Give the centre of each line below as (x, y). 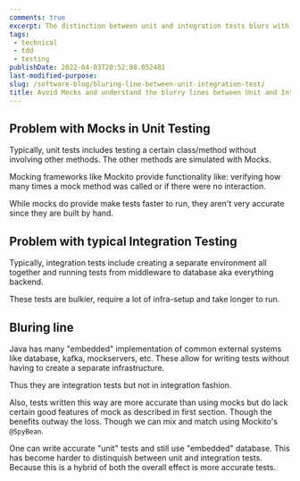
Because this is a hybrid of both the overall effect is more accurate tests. (143, 467)
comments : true (37, 17)
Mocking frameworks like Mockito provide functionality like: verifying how (145, 177)
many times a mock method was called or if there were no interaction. (137, 186)
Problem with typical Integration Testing (123, 241)
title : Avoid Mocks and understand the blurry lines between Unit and (143, 92)
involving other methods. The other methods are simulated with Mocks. (141, 160)
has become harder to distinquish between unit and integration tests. (136, 458)
